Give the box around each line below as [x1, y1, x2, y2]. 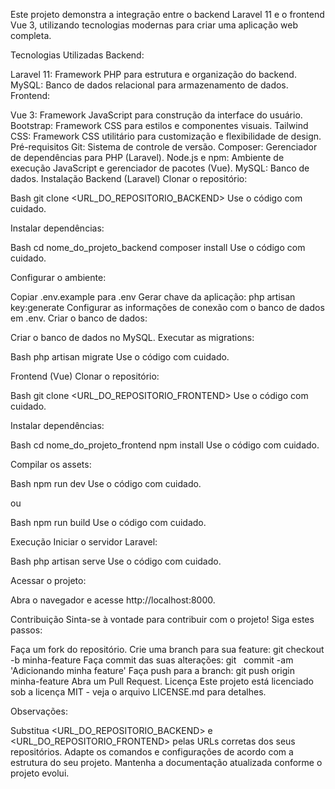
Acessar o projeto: [10, 575, 87, 586]
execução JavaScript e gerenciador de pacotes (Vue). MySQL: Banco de [10, 162, 310, 174]
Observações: [10, 705, 68, 717]
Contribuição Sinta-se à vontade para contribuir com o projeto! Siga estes [10, 614, 315, 625]
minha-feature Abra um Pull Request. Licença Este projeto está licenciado [10, 675, 314, 687]
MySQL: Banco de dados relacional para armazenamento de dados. [10, 79, 289, 91]
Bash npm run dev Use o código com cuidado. [10, 478, 202, 489]
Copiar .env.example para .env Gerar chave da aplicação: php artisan [10, 291, 296, 303]
